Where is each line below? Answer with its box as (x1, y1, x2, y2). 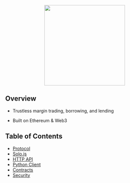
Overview (5, 95, 37, 103)
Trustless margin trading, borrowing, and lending (12, 108, 114, 114)
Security (12, 172, 30, 178)
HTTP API (12, 156, 33, 162)
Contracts (12, 166, 34, 173)
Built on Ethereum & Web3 (12, 117, 67, 123)
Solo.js (12, 151, 27, 157)
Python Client (12, 161, 41, 167)
